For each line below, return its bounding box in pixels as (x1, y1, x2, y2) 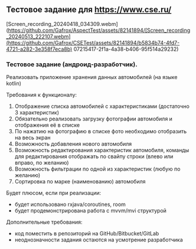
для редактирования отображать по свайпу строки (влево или (14, 153, 174, 160)
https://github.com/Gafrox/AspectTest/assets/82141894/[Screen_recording (8, 27, 191, 34)
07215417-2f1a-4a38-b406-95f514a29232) (73, 45, 179, 53)
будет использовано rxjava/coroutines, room (14, 201, 126, 208)
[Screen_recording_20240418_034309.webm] (6, 20, 118, 27)
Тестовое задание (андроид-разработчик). (6, 60, 138, 68)
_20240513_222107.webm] (6, 32, 71, 40)
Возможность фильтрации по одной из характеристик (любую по (14, 165, 181, 173)
